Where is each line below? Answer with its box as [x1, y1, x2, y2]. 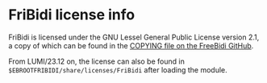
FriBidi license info [8, 6, 136, 24]
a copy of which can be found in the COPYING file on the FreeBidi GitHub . [8, 40, 254, 50]
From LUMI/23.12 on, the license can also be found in [8, 56, 186, 66]
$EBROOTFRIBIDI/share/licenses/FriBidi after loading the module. [8, 64, 227, 74]
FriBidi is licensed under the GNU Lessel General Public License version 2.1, [8, 32, 260, 42]
